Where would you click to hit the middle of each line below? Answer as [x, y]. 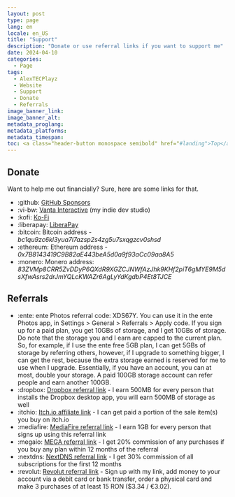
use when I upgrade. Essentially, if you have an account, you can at [114, 367]
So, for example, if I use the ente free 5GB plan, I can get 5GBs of [112, 345]
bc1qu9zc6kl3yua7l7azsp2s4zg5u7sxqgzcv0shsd [89, 239]
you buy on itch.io [43, 419]
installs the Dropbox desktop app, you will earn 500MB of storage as [116, 397]
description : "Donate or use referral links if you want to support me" [115, 46]
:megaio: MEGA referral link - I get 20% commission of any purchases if [121, 442]
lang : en [20, 27]
